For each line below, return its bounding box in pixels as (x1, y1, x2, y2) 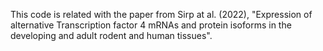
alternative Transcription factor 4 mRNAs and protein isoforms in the (10, 19, 292, 31)
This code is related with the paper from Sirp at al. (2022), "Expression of (10, 9, 313, 20)
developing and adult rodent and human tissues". (10, 30, 213, 41)
